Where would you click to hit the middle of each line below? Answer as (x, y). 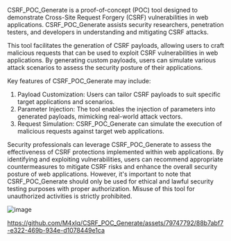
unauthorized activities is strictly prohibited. (70, 196)
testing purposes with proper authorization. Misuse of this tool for (101, 189)
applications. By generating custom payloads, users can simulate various (112, 60)
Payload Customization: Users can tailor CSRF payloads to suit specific (119, 94)
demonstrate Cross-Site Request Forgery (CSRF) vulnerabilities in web (108, 17)
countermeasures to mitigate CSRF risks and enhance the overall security (112, 167)
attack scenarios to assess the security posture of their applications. (105, 68)
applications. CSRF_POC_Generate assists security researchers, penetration (115, 25)
